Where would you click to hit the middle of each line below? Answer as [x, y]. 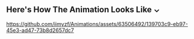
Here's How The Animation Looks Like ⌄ [83, 10]
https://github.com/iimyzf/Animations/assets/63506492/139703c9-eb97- [97, 24]
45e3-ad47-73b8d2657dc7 [40, 30]
